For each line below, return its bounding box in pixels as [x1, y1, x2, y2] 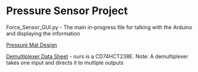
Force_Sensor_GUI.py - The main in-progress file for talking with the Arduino [6, 24, 193, 31]
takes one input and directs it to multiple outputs [6, 59, 124, 66]
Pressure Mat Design [6, 41, 57, 48]
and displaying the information [6, 30, 80, 37]
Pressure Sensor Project [6, 4, 128, 18]
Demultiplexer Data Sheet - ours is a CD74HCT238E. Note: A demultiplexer [6, 53, 189, 60]
